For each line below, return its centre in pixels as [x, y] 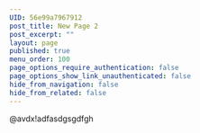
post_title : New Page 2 [54, 26]
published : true [40, 51]
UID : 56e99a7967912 [46, 18]
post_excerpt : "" [42, 34]
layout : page [34, 43]
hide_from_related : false [58, 93]
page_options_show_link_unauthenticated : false [100, 76]
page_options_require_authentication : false [94, 68]
